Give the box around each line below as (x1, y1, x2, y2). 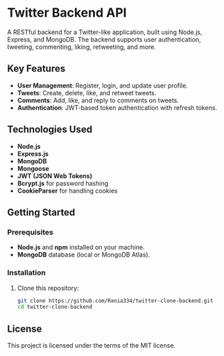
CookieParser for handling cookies (17, 186, 118, 195)
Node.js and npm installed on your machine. (17, 243, 145, 252)
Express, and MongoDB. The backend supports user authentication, (7, 35, 201, 43)
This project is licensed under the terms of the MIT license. (7, 341, 175, 350)
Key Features (7, 63, 66, 74)
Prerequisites (7, 227, 53, 237)
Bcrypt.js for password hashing (17, 179, 109, 187)
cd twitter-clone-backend (17, 304, 92, 311)
